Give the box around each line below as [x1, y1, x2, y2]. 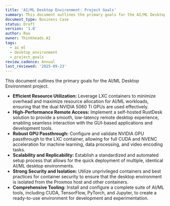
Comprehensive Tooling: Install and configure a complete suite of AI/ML [12, 184, 164, 190]
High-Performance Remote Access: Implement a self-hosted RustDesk [12, 109, 163, 115]
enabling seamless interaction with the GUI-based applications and [12, 120, 153, 126]
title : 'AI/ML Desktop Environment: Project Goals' [5, 7, 116, 13]
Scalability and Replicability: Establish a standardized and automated [12, 152, 159, 158]
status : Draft [5, 21, 35, 27]
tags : [5, 40, 17, 46]
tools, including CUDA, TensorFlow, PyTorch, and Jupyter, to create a [12, 190, 157, 196]
